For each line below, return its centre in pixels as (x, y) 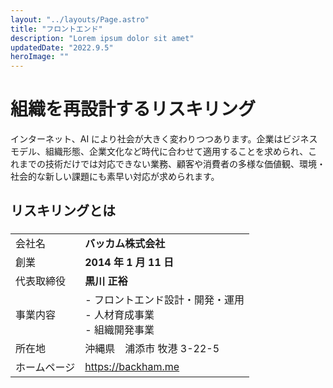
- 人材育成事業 (119, 315)
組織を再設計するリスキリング (133, 109)
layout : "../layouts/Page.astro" (80, 19)
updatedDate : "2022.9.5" (62, 47)
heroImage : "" (40, 57)
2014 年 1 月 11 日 (129, 263)
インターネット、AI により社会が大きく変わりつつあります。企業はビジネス (164, 139)
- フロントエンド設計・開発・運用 (164, 300)
